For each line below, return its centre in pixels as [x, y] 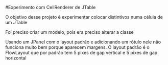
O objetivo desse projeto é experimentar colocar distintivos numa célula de [84, 17]
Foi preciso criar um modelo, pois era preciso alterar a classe [70, 32]
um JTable [16, 22]
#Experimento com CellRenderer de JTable [51, 7]
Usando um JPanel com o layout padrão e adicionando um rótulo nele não [83, 42]
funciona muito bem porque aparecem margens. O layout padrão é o [77, 47]
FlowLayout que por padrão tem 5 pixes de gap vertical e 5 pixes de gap [81, 53]
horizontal [16, 58]
